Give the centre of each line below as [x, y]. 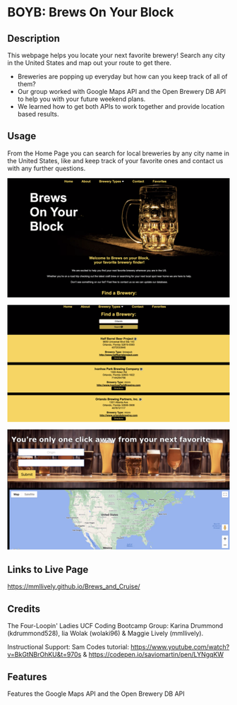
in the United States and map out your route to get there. [89, 63]
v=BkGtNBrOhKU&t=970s [44, 655]
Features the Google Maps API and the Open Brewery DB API [96, 694]
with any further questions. [47, 168]
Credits [24, 609]
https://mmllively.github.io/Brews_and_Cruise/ [74, 586]
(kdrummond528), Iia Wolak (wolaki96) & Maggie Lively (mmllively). [105, 634]
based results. [38, 114]
